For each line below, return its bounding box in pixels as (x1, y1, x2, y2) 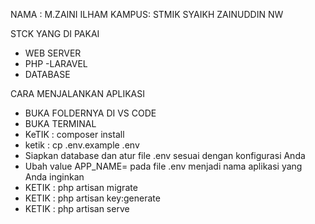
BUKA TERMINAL (24, 118, 97, 129)
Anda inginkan (24, 171, 85, 183)
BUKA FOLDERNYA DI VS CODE (24, 107, 157, 119)
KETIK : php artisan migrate (24, 182, 138, 193)
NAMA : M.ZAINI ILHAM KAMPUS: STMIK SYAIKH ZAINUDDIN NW (10, 9, 284, 20)
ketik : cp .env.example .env (24, 139, 140, 151)
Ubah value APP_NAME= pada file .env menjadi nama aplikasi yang (24, 160, 303, 172)
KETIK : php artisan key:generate (24, 192, 161, 204)
